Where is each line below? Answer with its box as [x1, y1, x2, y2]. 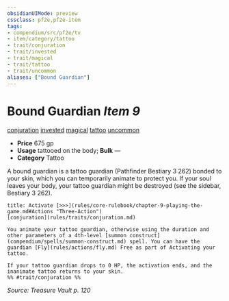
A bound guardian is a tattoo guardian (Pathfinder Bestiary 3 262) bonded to [7, 167, 222, 176]
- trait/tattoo [7, 61, 51, 68]
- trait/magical [7, 55, 53, 62]
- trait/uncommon [7, 67, 57, 74]
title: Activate [7, 202, 53, 209]
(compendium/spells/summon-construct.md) [7, 238, 127, 245]
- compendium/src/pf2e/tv [7, 29, 81, 36]
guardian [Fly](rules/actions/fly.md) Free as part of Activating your [7, 244, 215, 251]
